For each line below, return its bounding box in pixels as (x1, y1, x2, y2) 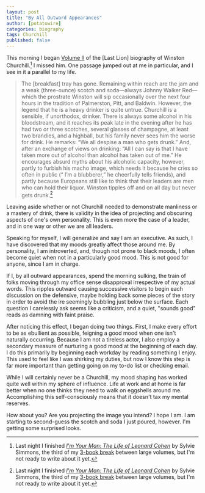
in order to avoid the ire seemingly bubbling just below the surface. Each (6, 298, 189, 305)
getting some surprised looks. (6, 425, 82, 432)
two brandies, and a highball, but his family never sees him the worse (21, 132, 196, 139)
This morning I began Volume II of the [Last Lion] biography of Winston (6, 54, 185, 61)
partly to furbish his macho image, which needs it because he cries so (21, 164, 198, 172)
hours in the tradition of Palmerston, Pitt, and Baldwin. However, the (21, 99, 192, 107)
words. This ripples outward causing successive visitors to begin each (6, 285, 183, 293)
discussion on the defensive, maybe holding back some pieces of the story (6, 291, 195, 299)
